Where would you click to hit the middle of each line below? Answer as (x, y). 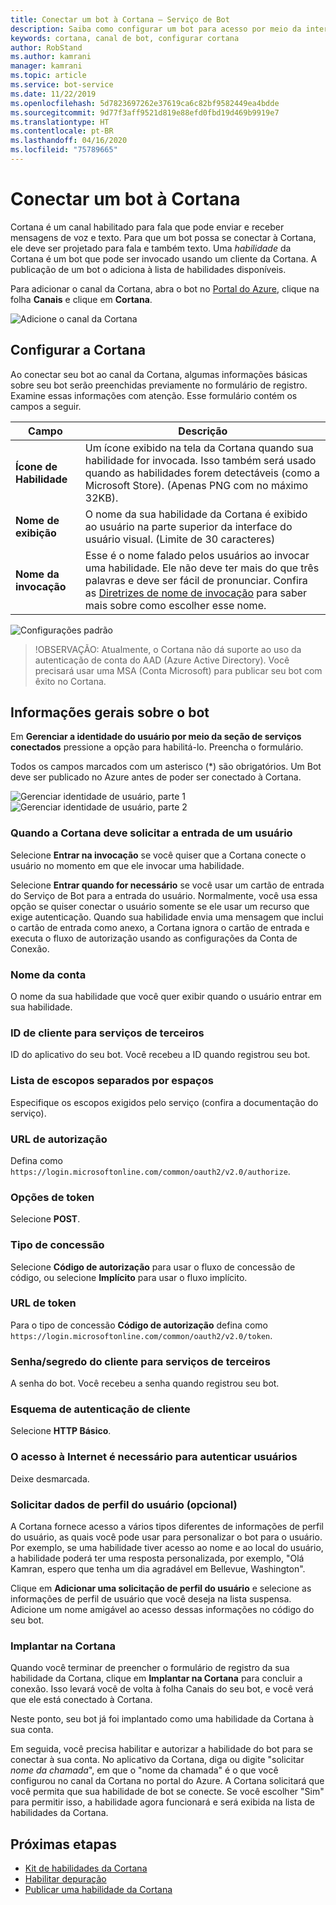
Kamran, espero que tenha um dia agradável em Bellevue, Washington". (158, 1569)
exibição (36, 533)
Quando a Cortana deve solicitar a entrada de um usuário (151, 833)
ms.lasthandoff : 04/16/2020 (69, 141)
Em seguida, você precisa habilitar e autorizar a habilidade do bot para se (161, 1749)
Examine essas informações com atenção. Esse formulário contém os (154, 395)
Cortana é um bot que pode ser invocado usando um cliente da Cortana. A (164, 258)
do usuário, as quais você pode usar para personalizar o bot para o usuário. (166, 1537)
